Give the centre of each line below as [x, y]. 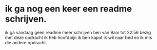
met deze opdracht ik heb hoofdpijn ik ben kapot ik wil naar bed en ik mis [78, 37]
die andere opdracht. [26, 42]
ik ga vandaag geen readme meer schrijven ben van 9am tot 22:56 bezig [78, 32]
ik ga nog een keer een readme [69, 9]
